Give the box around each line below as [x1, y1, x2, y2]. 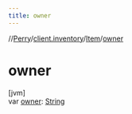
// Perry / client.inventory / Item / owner [8, 33, 124, 43]
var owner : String [8, 96, 65, 106]
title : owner [8, 11, 52, 20]
